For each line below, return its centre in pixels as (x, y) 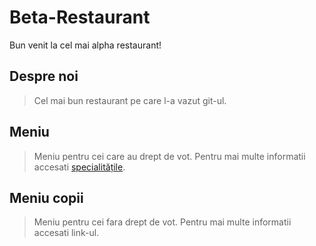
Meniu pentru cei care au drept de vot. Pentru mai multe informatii (169, 156)
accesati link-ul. (66, 233)
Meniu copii (46, 197)
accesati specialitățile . (79, 167)
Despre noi (44, 76)
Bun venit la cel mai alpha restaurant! (85, 45)
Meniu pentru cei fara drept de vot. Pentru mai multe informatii (162, 222)
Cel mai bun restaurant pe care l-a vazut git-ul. (130, 100)
